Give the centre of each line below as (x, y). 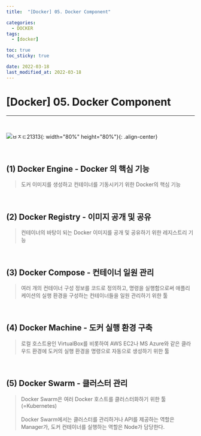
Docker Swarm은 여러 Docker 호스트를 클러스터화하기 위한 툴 (93, 399)
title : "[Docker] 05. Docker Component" (59, 12)
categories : (21, 23)
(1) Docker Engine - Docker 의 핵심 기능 (78, 169)
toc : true (19, 50)
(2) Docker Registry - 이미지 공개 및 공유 (79, 217)
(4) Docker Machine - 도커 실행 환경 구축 (79, 328)
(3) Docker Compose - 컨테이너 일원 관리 (80, 272)
